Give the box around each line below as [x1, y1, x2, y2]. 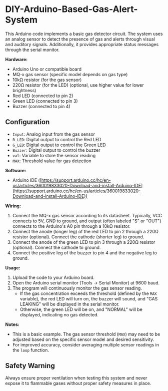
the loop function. [12, 347, 49, 353]
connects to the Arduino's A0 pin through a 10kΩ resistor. [12, 223, 131, 229]
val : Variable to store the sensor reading [12, 152, 96, 158]
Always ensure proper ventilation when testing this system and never [5, 374, 147, 381]
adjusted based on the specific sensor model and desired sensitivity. [12, 336, 154, 342]
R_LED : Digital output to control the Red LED [12, 136, 101, 142]
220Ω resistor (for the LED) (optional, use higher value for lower [12, 82, 144, 88]
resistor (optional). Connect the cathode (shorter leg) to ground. [12, 234, 144, 240]
